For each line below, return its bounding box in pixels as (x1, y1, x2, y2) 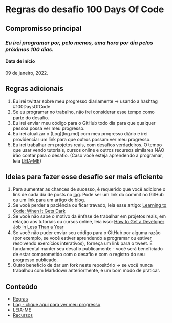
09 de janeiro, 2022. (5, 70, 49, 76)
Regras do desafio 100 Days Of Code (5, 4, 164, 15)
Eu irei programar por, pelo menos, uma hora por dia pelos (5, 39, 154, 47)
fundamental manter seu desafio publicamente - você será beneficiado (12, 246, 163, 252)
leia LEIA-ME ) (12, 157, 42, 164)
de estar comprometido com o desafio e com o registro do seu (12, 251, 145, 258)
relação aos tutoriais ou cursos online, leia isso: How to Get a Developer (12, 219, 165, 225)
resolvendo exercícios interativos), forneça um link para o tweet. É (12, 240, 153, 246)
